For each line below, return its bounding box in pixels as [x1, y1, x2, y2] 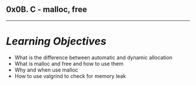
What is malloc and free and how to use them [14, 60, 124, 67]
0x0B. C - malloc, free [6, 5, 87, 15]
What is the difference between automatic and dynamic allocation [14, 54, 173, 61]
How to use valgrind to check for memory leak [14, 72, 127, 79]
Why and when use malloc [14, 66, 79, 73]
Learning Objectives [6, 35, 107, 48]
